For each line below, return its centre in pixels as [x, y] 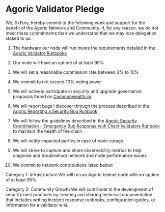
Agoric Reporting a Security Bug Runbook [55, 111]
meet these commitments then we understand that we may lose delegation [81, 33]
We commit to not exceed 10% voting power [57, 82]
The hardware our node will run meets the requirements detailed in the [84, 48]
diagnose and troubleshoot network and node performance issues [80, 155]
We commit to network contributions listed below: [63, 165]
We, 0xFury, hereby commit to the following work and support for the [75, 23]
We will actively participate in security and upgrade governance [77, 91]
